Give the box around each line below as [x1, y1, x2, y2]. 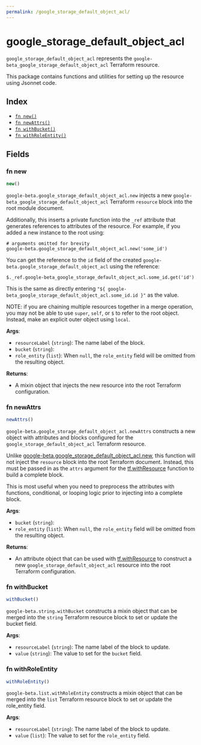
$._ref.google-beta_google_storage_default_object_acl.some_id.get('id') [6, 274, 195, 280]
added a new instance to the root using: [6, 229, 105, 236]
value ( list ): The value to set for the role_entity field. [14, 732, 150, 739]
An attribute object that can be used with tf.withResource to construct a [14, 555, 192, 563]
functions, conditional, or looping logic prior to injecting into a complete [6, 489, 183, 496]
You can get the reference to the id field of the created [6, 256, 142, 264]
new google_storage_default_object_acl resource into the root [14, 561, 171, 569]
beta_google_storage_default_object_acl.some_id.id [6, 292, 138, 298]
